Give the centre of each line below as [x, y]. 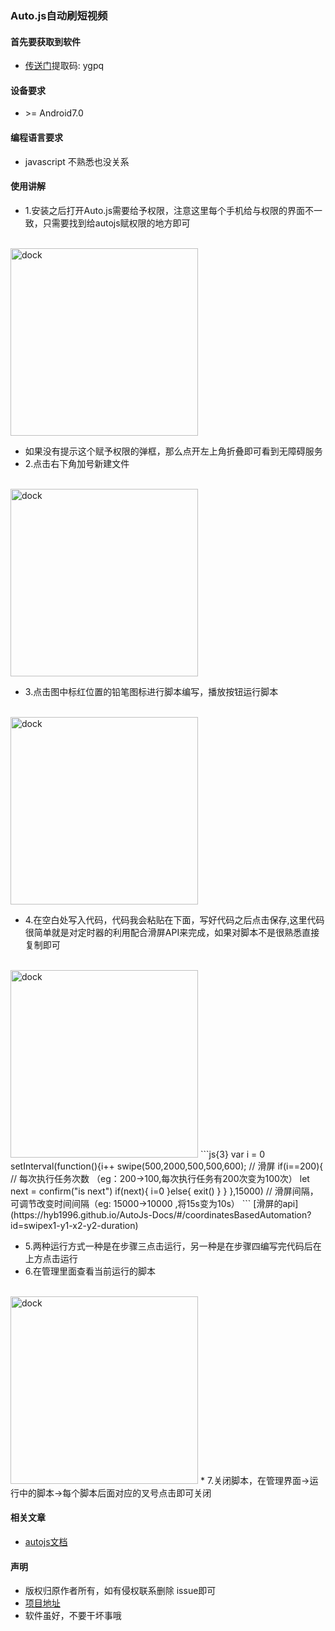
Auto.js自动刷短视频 [59, 15]
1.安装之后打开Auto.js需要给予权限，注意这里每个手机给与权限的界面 [165, 210]
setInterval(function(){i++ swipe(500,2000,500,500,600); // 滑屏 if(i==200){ [167, 1166]
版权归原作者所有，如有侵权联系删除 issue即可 [120, 1591]
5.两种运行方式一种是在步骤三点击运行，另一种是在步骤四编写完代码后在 [173, 1246]
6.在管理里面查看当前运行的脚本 [90, 1271]
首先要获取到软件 [45, 41]
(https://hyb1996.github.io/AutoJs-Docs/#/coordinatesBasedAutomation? [161, 1214]
